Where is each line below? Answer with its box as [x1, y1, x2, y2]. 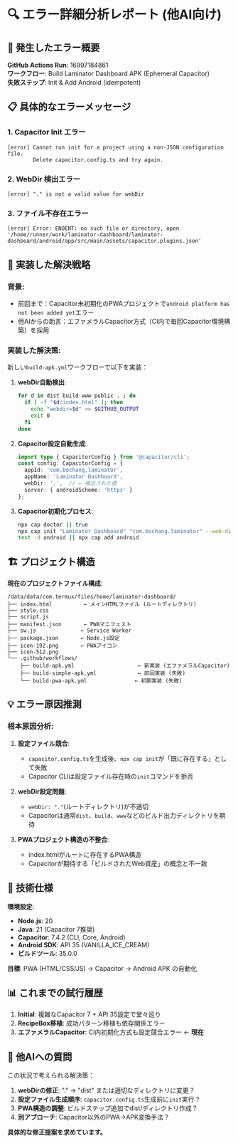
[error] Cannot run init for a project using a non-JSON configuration [7, 144, 224, 151]
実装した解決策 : [7, 345, 61, 355]
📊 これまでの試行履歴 [7, 986, 104, 999]
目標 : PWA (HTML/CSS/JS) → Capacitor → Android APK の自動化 [7, 964, 198, 972]
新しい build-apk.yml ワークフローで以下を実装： [7, 363, 148, 372]
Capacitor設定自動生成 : [17, 439, 87, 448]
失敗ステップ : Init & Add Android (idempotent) [7, 78, 141, 86]
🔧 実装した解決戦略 [7, 258, 91, 270]
